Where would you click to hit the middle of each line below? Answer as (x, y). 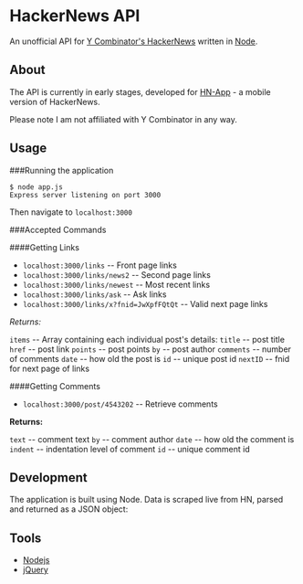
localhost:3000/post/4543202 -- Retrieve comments (120, 404)
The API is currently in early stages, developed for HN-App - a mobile (140, 91)
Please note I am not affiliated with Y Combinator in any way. (123, 119)
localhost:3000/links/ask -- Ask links (94, 294)
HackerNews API (75, 16)
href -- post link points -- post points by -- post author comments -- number (151, 349)
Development (49, 478)
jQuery (35, 570)
